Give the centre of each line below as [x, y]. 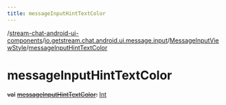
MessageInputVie [194, 40]
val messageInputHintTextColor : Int [57, 94]
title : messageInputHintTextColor [57, 13]
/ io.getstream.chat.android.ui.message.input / [106, 40]
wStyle [17, 47]
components [25, 40]
